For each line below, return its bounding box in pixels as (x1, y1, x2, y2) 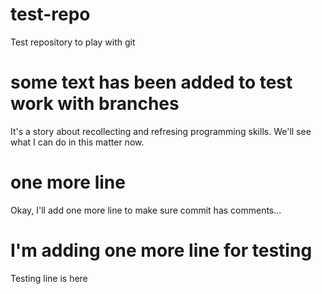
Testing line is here (10, 272, 88, 284)
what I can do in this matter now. (10, 136, 145, 148)
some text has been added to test (10, 71, 293, 94)
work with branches (10, 93, 180, 115)
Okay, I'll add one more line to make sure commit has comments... (10, 204, 282, 216)
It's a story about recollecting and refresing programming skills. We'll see (10, 125, 312, 137)
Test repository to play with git (10, 36, 136, 48)
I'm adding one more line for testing (10, 239, 313, 262)
